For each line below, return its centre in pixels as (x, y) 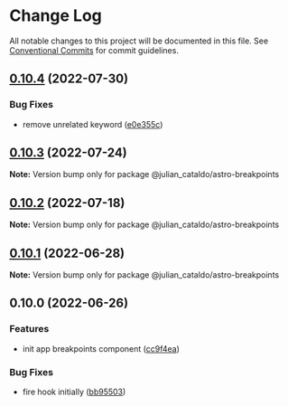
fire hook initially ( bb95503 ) (74, 392)
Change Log (56, 16)
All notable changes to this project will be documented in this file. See (139, 41)
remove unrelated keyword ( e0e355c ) (93, 124)
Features (29, 329)
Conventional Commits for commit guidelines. (94, 50)
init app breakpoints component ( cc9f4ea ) (101, 348)
